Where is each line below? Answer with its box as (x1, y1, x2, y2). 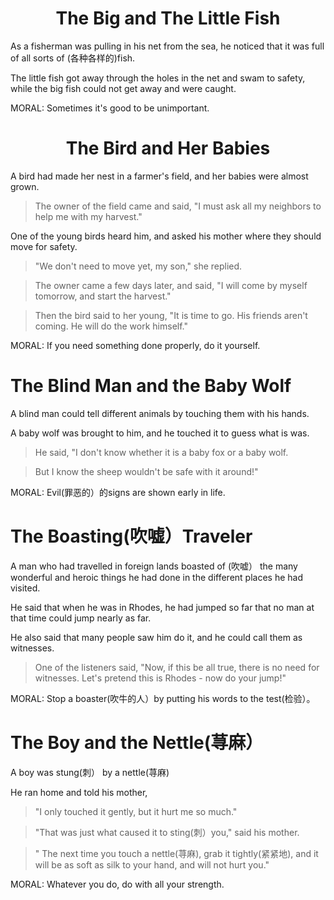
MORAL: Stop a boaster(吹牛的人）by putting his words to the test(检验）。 (10, 692, 316, 704)
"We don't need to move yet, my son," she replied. (34, 260, 243, 272)
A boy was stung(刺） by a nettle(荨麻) (10, 766, 170, 778)
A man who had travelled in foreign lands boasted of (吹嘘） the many (10, 560, 298, 572)
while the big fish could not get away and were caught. (10, 82, 237, 94)
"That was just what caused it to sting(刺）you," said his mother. (34, 826, 300, 838)
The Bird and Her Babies (65, 137, 271, 160)
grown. (10, 180, 40, 192)
